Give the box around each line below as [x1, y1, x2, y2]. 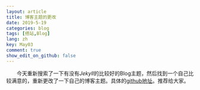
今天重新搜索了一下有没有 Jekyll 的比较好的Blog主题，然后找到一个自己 [17, 69, 189, 77]
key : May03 [6, 42, 33, 48]
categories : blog [6, 25, 50, 31]
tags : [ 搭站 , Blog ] [6, 31, 50, 37]
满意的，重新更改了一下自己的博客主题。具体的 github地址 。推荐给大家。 [11, 77, 189, 84]
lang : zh [6, 36, 28, 42]
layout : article [6, 8, 47, 15]
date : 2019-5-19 [6, 20, 47, 25]
